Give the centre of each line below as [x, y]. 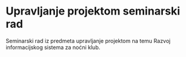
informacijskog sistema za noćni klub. [53, 47]
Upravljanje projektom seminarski [93, 11]
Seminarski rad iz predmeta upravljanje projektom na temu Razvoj [88, 41]
